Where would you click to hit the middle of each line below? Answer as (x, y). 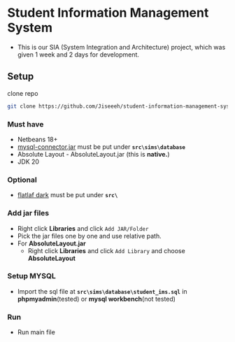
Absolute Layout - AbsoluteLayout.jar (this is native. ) (93, 154)
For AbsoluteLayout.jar (51, 243)
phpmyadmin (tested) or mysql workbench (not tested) (97, 299)
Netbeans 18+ (37, 139)
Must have (26, 124)
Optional (22, 180)
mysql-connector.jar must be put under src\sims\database (101, 147)
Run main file (36, 332)
